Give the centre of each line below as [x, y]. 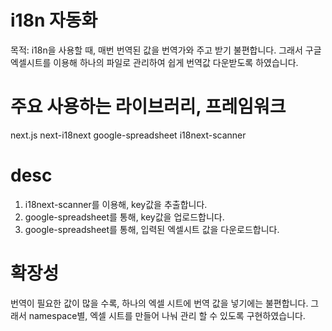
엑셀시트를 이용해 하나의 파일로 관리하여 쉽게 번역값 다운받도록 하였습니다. [154, 62]
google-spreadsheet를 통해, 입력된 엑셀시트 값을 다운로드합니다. [152, 229]
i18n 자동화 [54, 20]
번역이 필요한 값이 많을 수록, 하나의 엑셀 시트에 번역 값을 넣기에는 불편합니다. [159, 303]
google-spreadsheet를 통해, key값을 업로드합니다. [124, 217]
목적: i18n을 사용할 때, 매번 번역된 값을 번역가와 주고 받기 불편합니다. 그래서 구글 [166, 50]
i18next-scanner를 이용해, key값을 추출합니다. [116, 204]
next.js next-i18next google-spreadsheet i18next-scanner [128, 135]
